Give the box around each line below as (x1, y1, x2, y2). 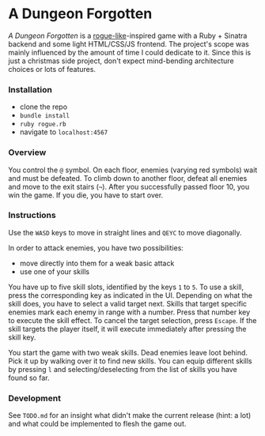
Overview (8, 147, 47, 158)
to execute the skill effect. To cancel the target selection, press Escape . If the (8, 315, 257, 325)
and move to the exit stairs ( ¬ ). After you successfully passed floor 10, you (8, 182, 250, 191)
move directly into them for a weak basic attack (19, 258, 175, 268)
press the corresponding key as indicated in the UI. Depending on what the (8, 290, 253, 300)
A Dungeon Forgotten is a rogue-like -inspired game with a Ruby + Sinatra (8, 31, 248, 40)
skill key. (8, 333, 36, 342)
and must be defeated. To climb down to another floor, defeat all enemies (8, 173, 248, 182)
